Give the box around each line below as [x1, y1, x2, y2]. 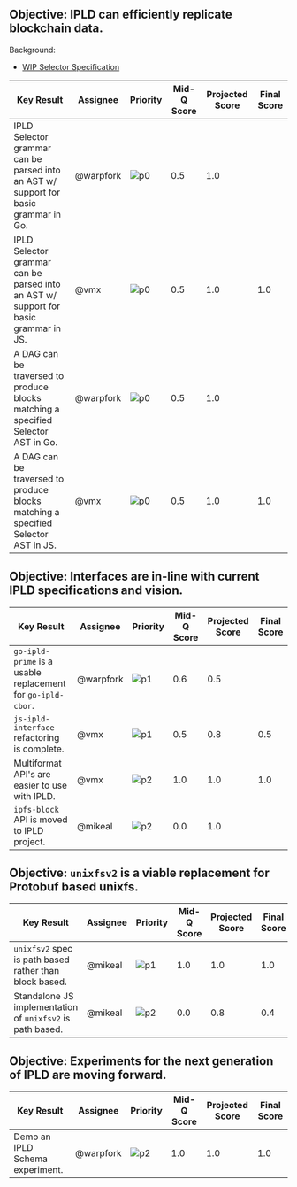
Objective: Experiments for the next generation [9, 1053, 274, 1068]
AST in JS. [13, 539, 57, 551]
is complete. [13, 743, 65, 755]
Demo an [13, 1130, 51, 1143]
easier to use [13, 779, 68, 791]
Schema [13, 1152, 49, 1165]
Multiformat [13, 757, 62, 769]
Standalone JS [13, 990, 74, 1003]
